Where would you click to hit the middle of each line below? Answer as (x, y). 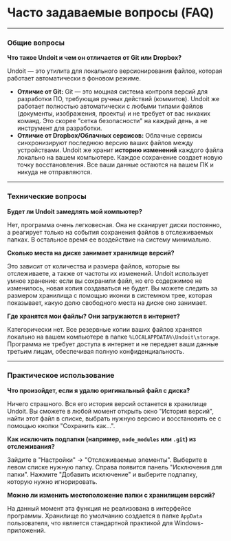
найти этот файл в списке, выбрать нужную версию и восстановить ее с (114, 418)
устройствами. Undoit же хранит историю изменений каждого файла (120, 150)
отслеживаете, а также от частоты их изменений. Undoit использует (108, 273)
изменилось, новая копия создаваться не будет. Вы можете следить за (112, 288)
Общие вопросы (36, 43)
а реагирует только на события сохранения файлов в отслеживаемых (110, 232)
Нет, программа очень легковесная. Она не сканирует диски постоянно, (114, 224)
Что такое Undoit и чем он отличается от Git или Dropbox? (95, 58)
